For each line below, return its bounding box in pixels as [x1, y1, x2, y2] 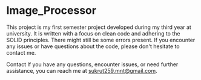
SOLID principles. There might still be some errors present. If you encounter [6, 36, 196, 43]
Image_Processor [6, 4, 97, 17]
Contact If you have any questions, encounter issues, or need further [6, 61, 179, 68]
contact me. [6, 49, 36, 56]
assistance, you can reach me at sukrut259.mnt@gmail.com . [6, 67, 157, 74]
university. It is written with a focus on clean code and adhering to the [6, 29, 180, 37]
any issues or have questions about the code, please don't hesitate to [6, 43, 180, 50]
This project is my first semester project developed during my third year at [6, 23, 192, 31]
